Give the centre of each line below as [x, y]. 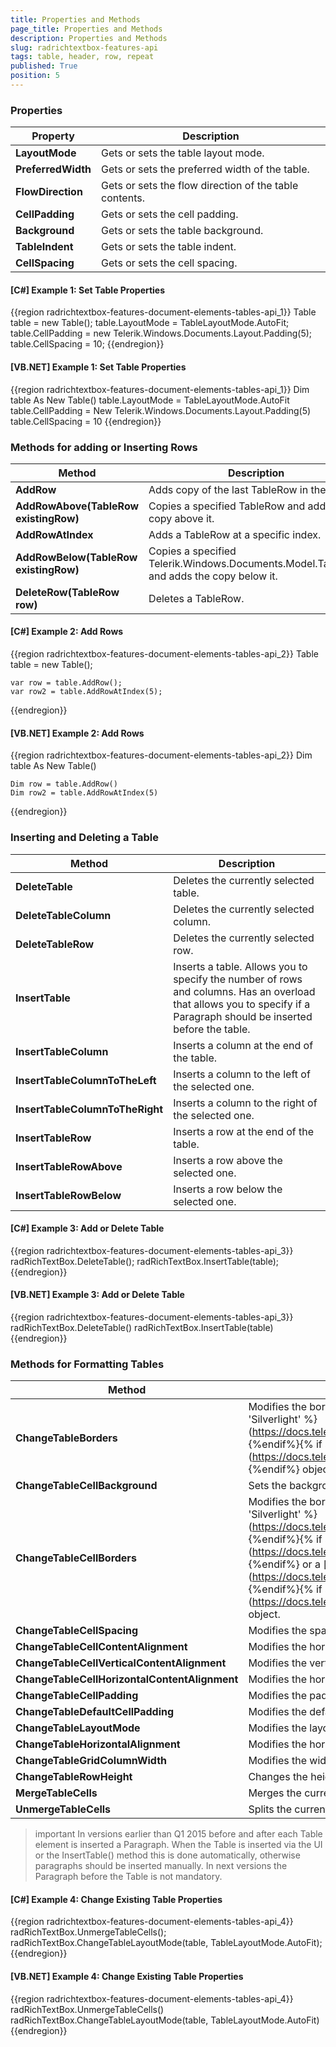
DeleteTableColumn [63, 915]
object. [264, 1614]
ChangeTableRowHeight [74, 1777]
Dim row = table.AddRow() [64, 784]
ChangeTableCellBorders [76, 1558]
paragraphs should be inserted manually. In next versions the [161, 1866]
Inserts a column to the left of [242, 1074]
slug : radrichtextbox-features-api [84, 47]
